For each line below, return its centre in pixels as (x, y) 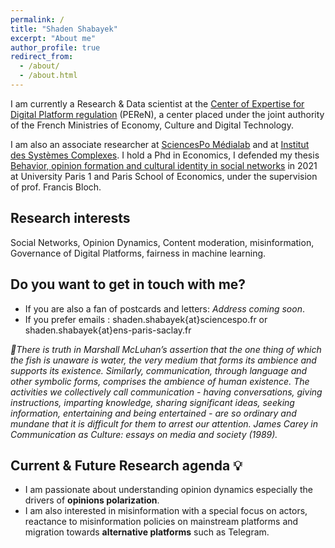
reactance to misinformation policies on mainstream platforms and (161, 522)
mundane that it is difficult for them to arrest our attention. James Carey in (164, 423)
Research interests (70, 218)
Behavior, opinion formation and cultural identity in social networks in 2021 (164, 165)
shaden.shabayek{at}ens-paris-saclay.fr (108, 330)
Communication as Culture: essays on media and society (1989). (144, 434)
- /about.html (48, 76)
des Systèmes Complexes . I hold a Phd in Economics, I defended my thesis (165, 155)
